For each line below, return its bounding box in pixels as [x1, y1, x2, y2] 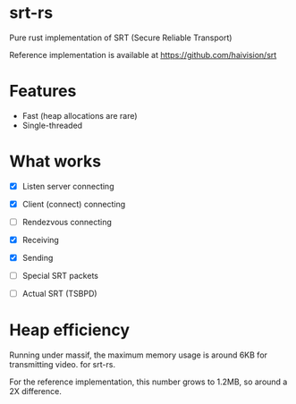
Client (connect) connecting [21, 198, 126, 209]
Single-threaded [21, 120, 83, 130]
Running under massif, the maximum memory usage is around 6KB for [9, 349, 268, 360]
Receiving [21, 235, 60, 245]
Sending [21, 253, 54, 264]
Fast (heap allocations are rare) [21, 110, 138, 121]
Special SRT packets [21, 271, 98, 282]
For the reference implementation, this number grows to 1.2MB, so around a [9, 376, 288, 387]
